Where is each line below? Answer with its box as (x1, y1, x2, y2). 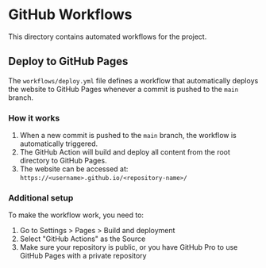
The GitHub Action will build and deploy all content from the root (19, 147, 230, 157)
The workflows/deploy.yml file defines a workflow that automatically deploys (8, 75, 259, 85)
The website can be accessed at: (19, 164, 129, 174)
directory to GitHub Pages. (19, 156, 107, 166)
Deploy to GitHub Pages (8, 55, 129, 68)
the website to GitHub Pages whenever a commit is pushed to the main (8, 84, 239, 94)
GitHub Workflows (8, 6, 133, 24)
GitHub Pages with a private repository (19, 251, 147, 261)
